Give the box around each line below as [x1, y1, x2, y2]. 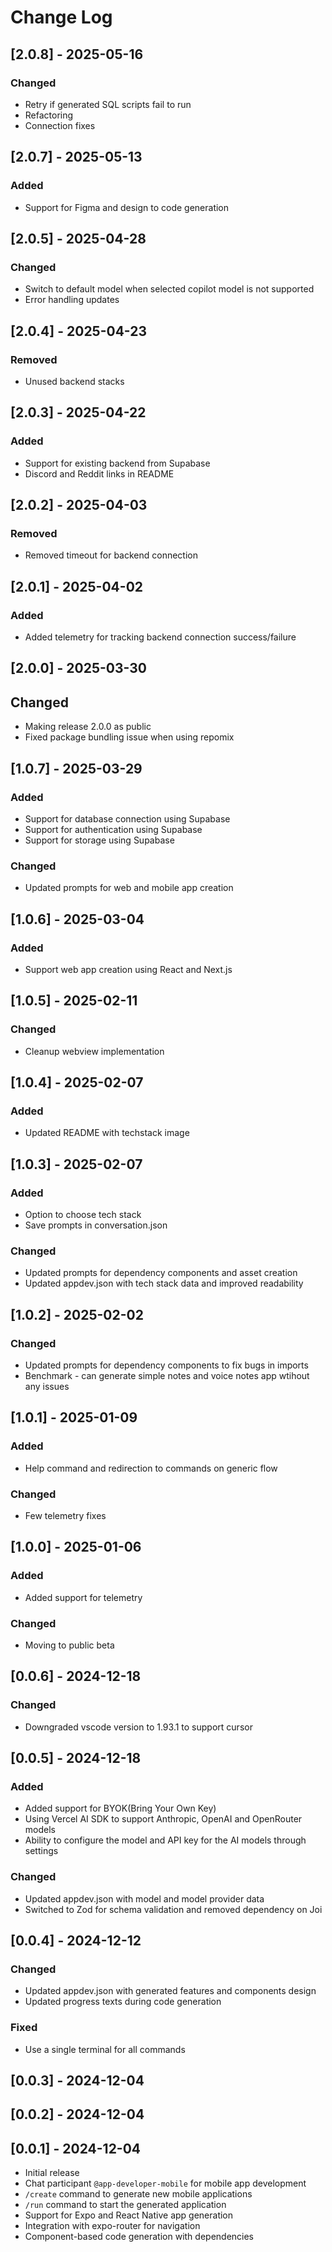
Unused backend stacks [24, 375, 125, 387]
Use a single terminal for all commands [24, 2043, 186, 2055]
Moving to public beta [24, 1639, 115, 1651]
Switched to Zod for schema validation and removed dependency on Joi [24, 1903, 323, 1915]
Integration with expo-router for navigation [24, 2220, 201, 2232]
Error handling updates [24, 294, 120, 306]
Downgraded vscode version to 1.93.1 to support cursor [24, 1721, 253, 1733]
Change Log [10, 6, 113, 29]
